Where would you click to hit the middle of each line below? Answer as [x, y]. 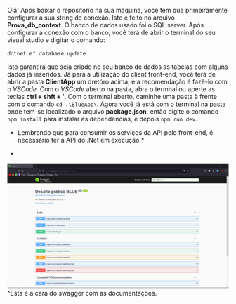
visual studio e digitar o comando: [56, 40]
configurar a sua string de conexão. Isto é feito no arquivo [91, 18]
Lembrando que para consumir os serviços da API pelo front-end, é [115, 132]
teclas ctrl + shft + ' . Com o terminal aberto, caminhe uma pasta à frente [112, 97]
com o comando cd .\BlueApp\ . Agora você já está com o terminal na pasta [117, 104]
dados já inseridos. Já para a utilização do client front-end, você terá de [112, 74]
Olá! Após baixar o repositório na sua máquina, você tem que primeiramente [118, 10]
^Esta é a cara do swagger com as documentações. [82, 293]
